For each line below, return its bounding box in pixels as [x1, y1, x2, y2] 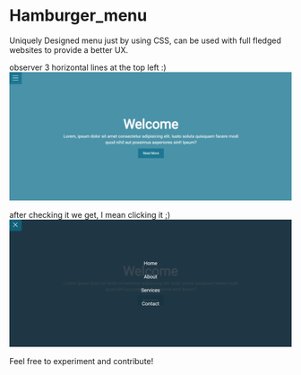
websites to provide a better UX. [9, 44, 129, 55]
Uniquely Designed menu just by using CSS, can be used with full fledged [9, 35, 282, 46]
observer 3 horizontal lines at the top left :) [9, 62, 168, 73]
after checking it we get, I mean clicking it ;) [9, 210, 171, 221]
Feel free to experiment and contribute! [9, 355, 154, 366]
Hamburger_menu [9, 5, 148, 26]
